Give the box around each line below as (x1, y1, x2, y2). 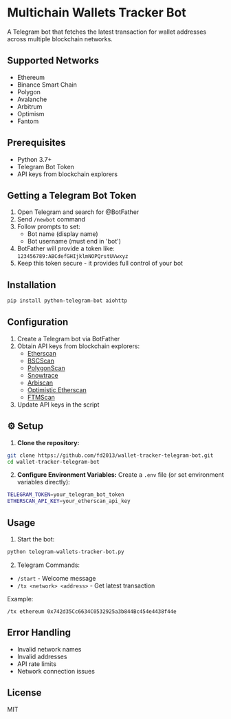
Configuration (7, 316, 69, 328)
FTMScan (27, 393, 55, 401)
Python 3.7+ (16, 155, 52, 163)
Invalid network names (16, 645, 82, 653)
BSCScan (27, 356, 55, 365)
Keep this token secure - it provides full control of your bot (16, 259, 184, 268)
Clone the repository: (16, 438, 80, 447)
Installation (7, 279, 56, 290)
